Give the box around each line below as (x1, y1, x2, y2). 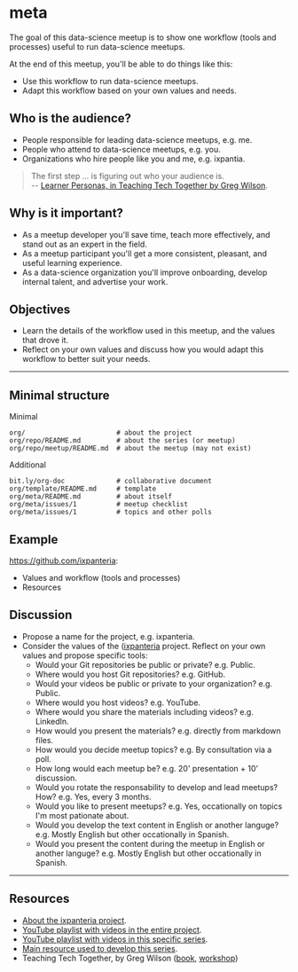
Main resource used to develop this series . (21, 943, 178, 953)
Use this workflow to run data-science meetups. (21, 75, 199, 86)
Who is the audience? (9, 111, 131, 126)
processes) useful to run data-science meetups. (9, 41, 185, 51)
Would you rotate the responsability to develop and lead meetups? (35, 781, 278, 792)
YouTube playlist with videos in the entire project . (21, 924, 202, 935)
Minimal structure (9, 388, 110, 403)
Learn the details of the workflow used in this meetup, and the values (21, 325, 276, 336)
